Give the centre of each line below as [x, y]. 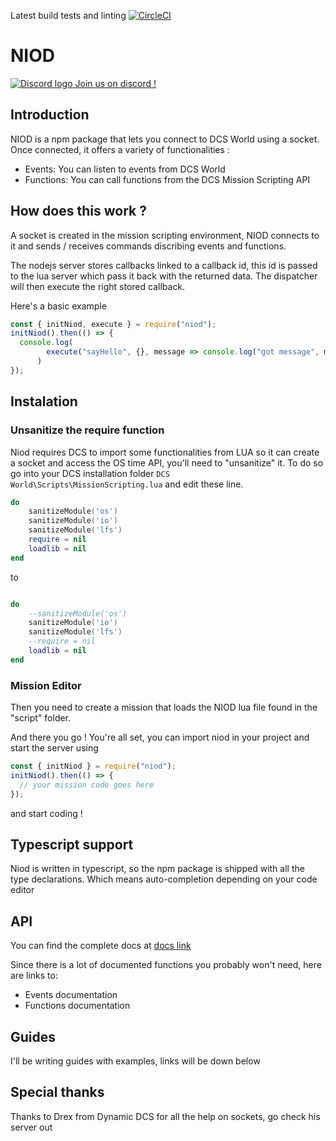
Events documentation [71, 995]
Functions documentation [77, 1006]
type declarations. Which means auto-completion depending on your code [164, 879]
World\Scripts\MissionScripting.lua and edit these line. [127, 484]
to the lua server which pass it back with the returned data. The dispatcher [164, 276]
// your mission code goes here [87, 785]
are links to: [34, 976]
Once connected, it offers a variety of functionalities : [120, 149]
